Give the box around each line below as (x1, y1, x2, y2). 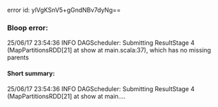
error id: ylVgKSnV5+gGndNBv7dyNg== (7, 6, 121, 14)
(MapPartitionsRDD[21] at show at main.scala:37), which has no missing (7, 46, 212, 55)
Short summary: (7, 69, 55, 77)
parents (7, 53, 29, 61)
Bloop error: (7, 23, 48, 32)
